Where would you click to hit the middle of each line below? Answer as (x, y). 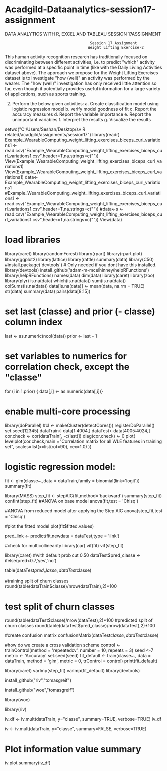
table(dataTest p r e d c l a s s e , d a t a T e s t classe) (48, 571)
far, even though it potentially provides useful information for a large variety (83, 88)
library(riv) (16, 709)
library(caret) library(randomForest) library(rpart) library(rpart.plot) (74, 253)
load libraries (33, 240)
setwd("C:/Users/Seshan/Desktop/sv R (45, 129)
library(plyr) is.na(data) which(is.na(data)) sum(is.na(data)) (66, 280)
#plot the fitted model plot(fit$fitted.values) (50, 526)
